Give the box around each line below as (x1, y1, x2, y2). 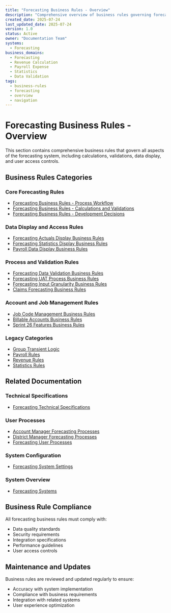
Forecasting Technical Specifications (12, 404, 91, 410)
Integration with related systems (12, 597, 80, 603)
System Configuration (5, 452, 61, 459)
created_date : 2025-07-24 (5, 17, 60, 22)
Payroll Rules (12, 352, 40, 358)
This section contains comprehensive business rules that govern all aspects (5, 148, 164, 154)
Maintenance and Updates (5, 562, 91, 571)
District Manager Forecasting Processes (12, 434, 97, 440)
